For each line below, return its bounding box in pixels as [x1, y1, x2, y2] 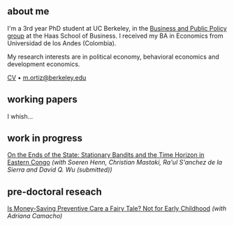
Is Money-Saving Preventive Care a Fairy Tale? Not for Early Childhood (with [7, 204, 227, 213]
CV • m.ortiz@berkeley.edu [7, 73, 87, 82]
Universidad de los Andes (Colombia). [7, 38, 117, 47]
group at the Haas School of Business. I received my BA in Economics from [7, 31, 224, 40]
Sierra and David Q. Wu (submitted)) [7, 165, 113, 174]
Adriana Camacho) [7, 212, 63, 220]
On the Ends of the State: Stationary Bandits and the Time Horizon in [7, 151, 205, 159]
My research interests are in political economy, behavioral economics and [7, 52, 219, 61]
